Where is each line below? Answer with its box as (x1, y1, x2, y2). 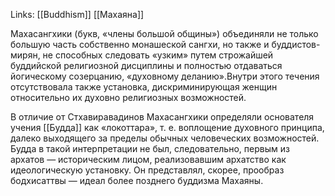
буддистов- (271, 39, 321, 50)
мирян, (10, 49, 41, 61)
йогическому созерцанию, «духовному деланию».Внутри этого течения (10, 70, 320, 82)
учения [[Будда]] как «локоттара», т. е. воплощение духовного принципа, (10, 122, 325, 133)
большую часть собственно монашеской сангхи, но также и (10, 39, 270, 50)
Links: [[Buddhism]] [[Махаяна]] (10, 9, 145, 20)
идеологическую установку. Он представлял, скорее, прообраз (10, 164, 285, 176)
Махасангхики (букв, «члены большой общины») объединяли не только (10, 28, 319, 39)
